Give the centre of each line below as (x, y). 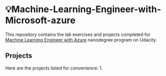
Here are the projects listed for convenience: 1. (54, 68)
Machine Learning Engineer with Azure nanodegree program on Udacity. (81, 40)
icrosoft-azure (40, 21)
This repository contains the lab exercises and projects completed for (78, 34)
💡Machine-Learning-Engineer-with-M (83, 9)
